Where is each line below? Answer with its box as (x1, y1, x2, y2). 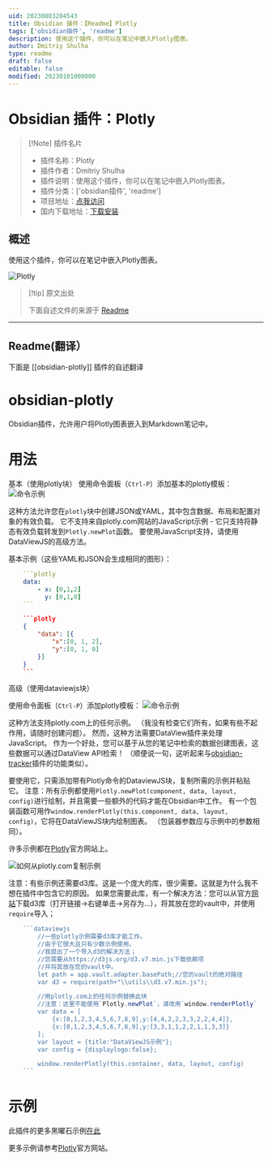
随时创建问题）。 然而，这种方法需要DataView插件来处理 (36, 728, 223, 738)
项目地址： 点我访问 (40, 196, 105, 205)
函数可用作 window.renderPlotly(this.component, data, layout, (15, 806, 229, 816)
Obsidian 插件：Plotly (8, 110, 156, 128)
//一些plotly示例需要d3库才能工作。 (37, 933, 147, 941)
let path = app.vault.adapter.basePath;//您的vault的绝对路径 (37, 970, 243, 978)
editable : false (8, 65, 63, 73)
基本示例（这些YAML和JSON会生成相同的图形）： (8, 554, 172, 564)
